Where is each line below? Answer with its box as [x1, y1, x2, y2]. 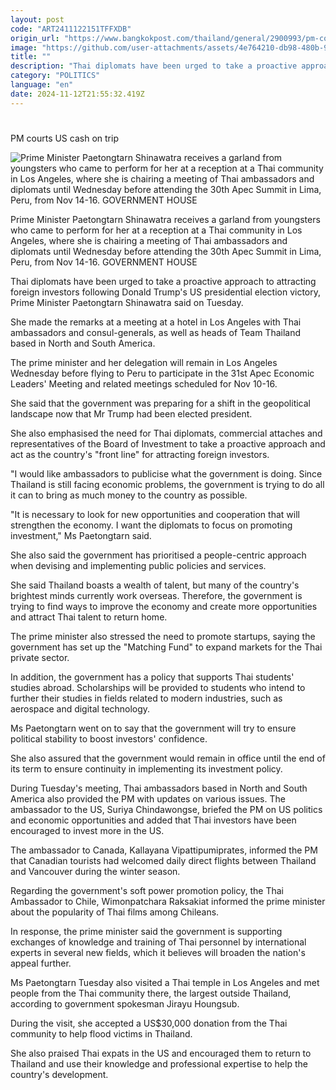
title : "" [10, 52, 52, 62]
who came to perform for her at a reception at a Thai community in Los [10, 224, 303, 236]
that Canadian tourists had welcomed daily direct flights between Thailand [10, 854, 317, 866]
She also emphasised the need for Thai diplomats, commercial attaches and [10, 427, 323, 439]
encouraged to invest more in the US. [10, 824, 165, 836]
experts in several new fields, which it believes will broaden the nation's [10, 946, 306, 958]
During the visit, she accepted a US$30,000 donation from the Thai [10, 1017, 288, 1029]
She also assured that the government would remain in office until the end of [10, 752, 326, 764]
